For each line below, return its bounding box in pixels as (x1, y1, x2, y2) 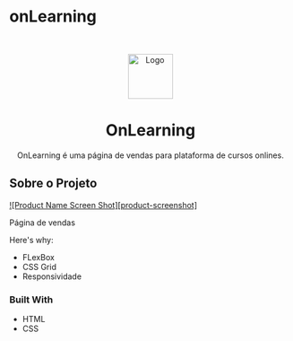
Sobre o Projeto (9, 176, 98, 191)
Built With (9, 293, 54, 306)
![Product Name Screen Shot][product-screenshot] (9, 199, 198, 210)
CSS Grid (22, 261, 56, 272)
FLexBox (22, 251, 56, 262)
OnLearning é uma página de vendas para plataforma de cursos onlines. (17, 150, 284, 161)
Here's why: (9, 234, 54, 245)
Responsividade (22, 271, 82, 282)
